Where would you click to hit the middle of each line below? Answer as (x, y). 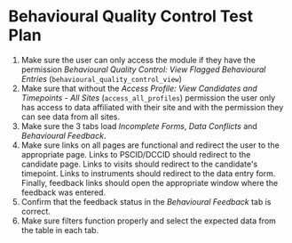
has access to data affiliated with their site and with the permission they (152, 107)
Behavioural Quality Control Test (131, 16)
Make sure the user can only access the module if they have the (138, 60)
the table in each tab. (60, 230)
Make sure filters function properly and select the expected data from (149, 221)
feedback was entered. (63, 192)
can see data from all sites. (71, 117)
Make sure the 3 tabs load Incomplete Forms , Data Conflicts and (139, 126)
